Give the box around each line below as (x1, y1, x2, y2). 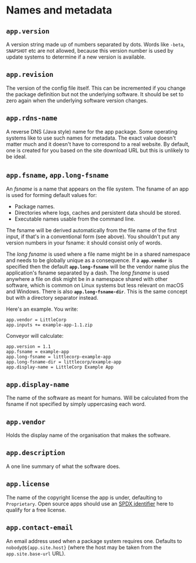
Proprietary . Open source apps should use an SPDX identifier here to (6, 500, 174, 507)
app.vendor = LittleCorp (6, 317, 67, 323)
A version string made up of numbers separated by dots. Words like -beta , (6, 41, 185, 48)
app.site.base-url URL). (6, 550, 66, 557)
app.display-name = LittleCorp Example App (6, 364, 114, 370)
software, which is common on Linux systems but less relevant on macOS (6, 282, 184, 289)
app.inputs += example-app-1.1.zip (6, 322, 93, 328)
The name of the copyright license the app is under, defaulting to (6, 494, 163, 501)
